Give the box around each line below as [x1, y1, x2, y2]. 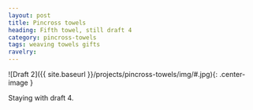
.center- [219, 70, 246, 79]
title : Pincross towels [8, 19, 87, 27]
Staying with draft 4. [8, 93, 74, 102]
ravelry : [8, 48, 37, 56]
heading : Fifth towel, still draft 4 [8, 26, 132, 34]
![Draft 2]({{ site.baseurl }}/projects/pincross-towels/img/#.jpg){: [8, 70, 218, 79]
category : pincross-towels [8, 33, 97, 42]
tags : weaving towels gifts [8, 41, 101, 49]
